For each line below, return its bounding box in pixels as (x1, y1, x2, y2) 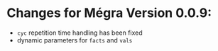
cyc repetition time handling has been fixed (16, 28, 143, 37)
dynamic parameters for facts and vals (16, 35, 133, 44)
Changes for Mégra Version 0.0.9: (6, 5, 212, 21)
